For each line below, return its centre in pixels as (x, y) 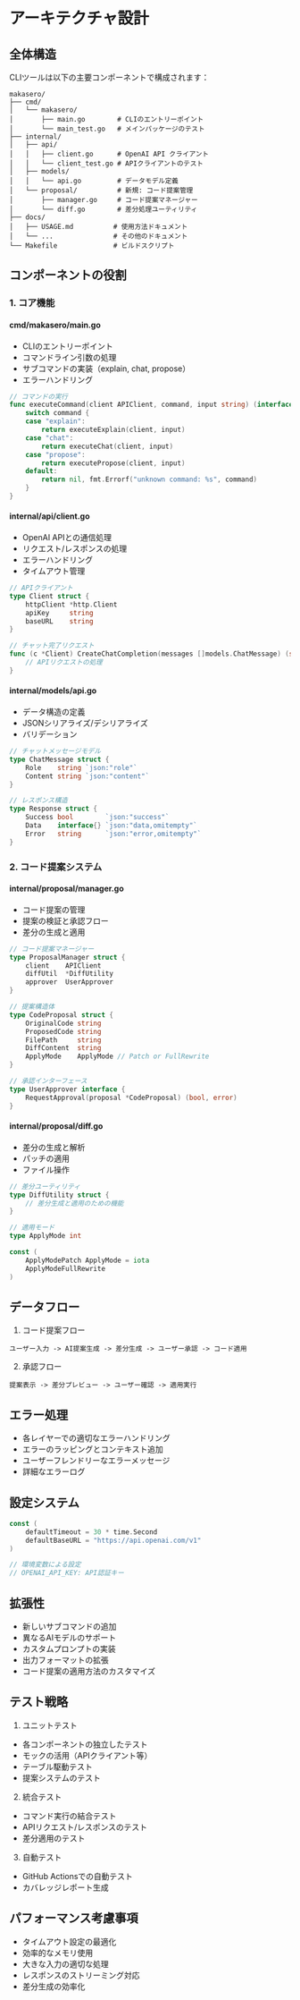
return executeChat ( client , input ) (108, 446)
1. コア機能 (32, 303)
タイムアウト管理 (54, 571)
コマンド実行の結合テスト (69, 1816)
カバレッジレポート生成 (65, 1887)
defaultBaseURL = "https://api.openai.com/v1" (113, 1540)
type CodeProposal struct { (62, 1015)
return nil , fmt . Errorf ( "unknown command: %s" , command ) (149, 479)
